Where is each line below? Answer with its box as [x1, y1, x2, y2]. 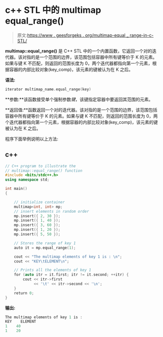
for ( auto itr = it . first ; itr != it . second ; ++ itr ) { [14, 272, 129, 277]
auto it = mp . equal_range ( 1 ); [14, 245, 76, 250]
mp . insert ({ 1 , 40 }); [14, 218, 61, 223]
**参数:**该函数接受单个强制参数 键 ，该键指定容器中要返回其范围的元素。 [5, 96, 154, 102]
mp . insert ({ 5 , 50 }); [14, 232, 61, 237]
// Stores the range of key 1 [14, 240, 76, 246]
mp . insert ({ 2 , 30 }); [14, 213, 61, 219]
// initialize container [14, 199, 65, 205]
